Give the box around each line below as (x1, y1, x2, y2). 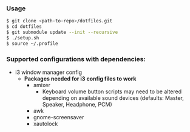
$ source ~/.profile (6, 41, 59, 47)
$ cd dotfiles (6, 24, 42, 30)
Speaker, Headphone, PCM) (42, 101, 112, 108)
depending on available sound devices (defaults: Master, (42, 94, 184, 101)
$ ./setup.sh (6, 35, 39, 41)
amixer (33, 81, 50, 88)
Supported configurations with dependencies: (6, 54, 146, 63)
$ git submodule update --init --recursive (6, 29, 118, 36)
